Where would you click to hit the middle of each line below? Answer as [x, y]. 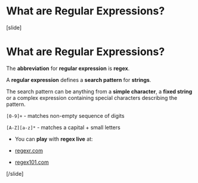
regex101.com [32, 162]
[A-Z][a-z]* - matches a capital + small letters [63, 127]
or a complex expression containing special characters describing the [92, 97]
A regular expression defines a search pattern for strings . [79, 80]
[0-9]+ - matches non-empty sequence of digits [65, 115]
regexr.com [29, 150]
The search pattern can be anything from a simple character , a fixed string [99, 91]
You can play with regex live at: [54, 139]
